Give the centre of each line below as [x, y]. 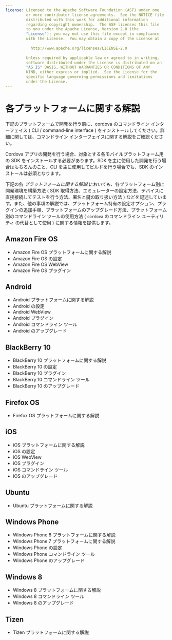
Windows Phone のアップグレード [49, 560]
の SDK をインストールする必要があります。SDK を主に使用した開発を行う [84, 160]
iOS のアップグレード [35, 476]
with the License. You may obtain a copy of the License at [93, 39]
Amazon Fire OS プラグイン [42, 270]
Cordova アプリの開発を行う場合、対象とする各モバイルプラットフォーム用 [85, 154]
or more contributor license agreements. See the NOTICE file [95, 15]
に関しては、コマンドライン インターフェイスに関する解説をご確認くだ [84, 137]
